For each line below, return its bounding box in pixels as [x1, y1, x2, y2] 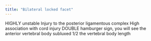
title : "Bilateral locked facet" [5, 7, 74, 12]
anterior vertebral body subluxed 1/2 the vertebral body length [5, 30, 131, 36]
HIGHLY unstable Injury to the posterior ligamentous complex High [5, 20, 140, 26]
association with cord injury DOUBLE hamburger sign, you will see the [5, 25, 147, 31]
